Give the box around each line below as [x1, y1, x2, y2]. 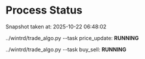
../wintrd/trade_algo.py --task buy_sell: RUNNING [5, 45, 127, 53]
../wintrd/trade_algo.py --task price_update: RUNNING [5, 34, 139, 41]
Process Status [5, 4, 83, 17]
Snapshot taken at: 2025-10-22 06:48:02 [5, 23, 107, 30]
